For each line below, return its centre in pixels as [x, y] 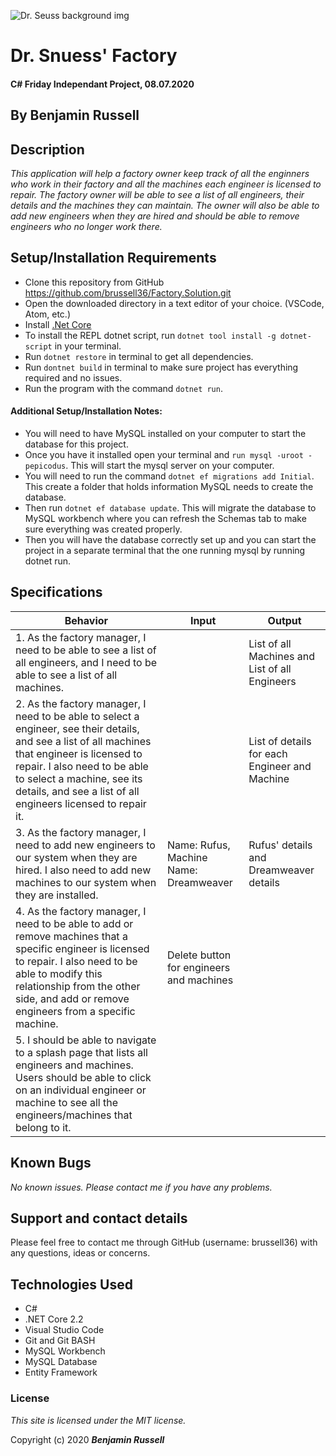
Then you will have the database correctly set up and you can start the [170, 539]
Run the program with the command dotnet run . [123, 388]
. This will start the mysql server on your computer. [170, 465]
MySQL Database [61, 1362]
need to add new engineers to [85, 845]
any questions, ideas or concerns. [80, 1253]
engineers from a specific [75, 1011]
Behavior [86, 620]
